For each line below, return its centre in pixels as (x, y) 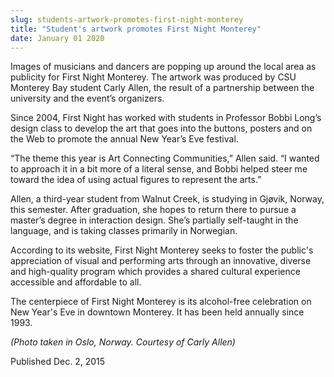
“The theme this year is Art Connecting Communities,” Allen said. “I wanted (165, 158)
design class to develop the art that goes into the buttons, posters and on (161, 128)
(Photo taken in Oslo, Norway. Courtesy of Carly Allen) (123, 342)
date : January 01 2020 (57, 38)
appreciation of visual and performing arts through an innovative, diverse (161, 261)
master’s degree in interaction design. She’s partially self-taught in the (154, 220)
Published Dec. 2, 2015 (58, 362)
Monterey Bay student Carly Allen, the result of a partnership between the (162, 88)
